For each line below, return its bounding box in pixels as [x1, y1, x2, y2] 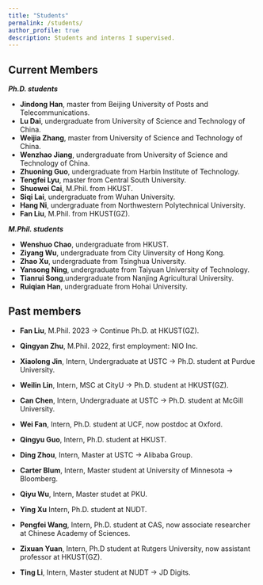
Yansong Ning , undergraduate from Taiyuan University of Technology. [19, 265, 250, 274]
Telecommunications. [19, 108, 90, 117]
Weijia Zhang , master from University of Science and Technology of [19, 133, 243, 143]
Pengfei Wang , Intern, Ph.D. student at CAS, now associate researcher [19, 520, 251, 530]
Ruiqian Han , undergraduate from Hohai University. [19, 282, 188, 292]
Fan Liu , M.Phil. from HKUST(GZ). [19, 209, 131, 219]
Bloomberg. [19, 473, 58, 484]
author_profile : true [8, 26, 80, 34]
